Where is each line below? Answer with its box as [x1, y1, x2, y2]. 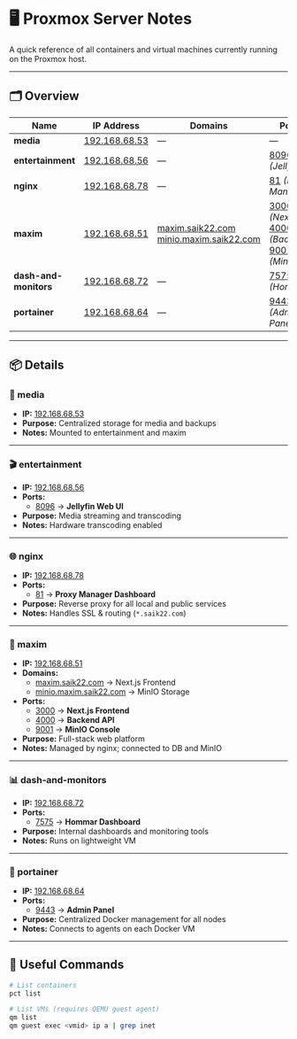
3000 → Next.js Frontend [34, 705, 130, 716]
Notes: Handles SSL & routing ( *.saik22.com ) [21, 608, 187, 618]
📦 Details [9, 358, 65, 373]
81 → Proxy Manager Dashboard [34, 589, 156, 600]
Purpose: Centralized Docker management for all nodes [21, 913, 227, 924]
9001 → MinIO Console [34, 725, 121, 735]
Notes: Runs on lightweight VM [21, 835, 137, 846]
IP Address [92, 119, 140, 131]
